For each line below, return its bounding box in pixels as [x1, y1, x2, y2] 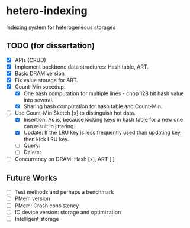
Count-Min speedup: [14, 83, 66, 90]
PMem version [14, 195, 50, 202]
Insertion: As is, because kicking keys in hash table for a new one [23, 116, 183, 123]
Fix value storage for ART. [14, 76, 79, 83]
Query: [23, 142, 41, 149]
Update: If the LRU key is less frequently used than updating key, [23, 129, 182, 136]
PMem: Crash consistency [14, 202, 79, 209]
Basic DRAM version [14, 70, 65, 77]
